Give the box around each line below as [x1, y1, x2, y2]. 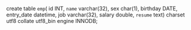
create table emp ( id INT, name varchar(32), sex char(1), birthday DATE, [6, 5, 178, 12]
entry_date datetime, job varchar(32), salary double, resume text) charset [6, 11, 185, 18]
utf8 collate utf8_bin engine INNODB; [6, 18, 98, 24]
